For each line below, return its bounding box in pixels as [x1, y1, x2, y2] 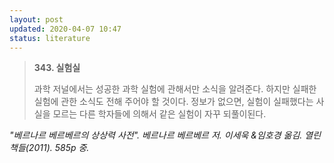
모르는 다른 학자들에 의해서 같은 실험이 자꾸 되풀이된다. [52, 108, 267, 120]
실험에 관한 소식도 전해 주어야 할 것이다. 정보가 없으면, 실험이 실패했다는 [33, 96, 314, 108]
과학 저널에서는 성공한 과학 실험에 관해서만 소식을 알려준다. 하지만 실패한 [33, 83, 317, 95]
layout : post [9, 14, 64, 25]
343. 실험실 [33, 62, 81, 74]
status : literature [9, 33, 91, 43]
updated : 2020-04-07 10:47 [9, 24, 122, 34]
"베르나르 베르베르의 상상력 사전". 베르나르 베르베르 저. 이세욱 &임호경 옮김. [9, 129, 303, 141]
